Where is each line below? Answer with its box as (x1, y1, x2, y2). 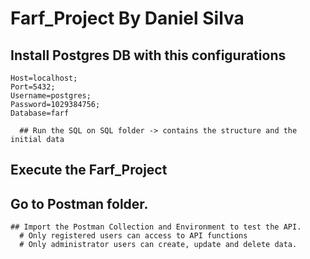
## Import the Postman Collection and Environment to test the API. (10, 222, 302, 232)
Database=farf (10, 108, 70, 118)
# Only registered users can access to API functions (19, 231, 248, 241)
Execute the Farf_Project (10, 162, 168, 179)
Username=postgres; (10, 91, 92, 101)
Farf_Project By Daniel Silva (10, 7, 245, 30)
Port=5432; (10, 82, 56, 92)
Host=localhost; (10, 73, 78, 83)
